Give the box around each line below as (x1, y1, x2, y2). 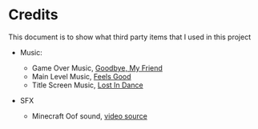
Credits (8, 6, 58, 24)
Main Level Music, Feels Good (31, 71, 131, 81)
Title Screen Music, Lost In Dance (31, 80, 143, 90)
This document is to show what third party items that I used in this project (8, 32, 251, 42)
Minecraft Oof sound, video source (31, 111, 148, 121)
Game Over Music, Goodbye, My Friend (31, 62, 163, 73)
